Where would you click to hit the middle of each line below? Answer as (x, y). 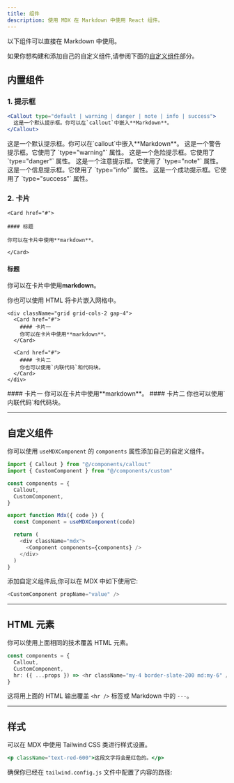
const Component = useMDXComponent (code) (75, 522)
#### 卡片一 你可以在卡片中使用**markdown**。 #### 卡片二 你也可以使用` (116, 394)
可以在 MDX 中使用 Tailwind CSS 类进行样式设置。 (79, 745)
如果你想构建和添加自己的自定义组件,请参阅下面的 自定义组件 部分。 (103, 56)
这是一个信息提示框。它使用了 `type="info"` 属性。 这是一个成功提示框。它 (114, 170)
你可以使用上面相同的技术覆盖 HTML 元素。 (70, 643)
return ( (26, 535)
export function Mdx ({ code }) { (56, 516)
